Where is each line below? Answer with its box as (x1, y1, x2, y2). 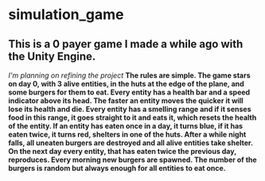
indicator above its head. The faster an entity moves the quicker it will (8, 96, 244, 105)
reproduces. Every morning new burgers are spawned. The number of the (8, 155, 257, 164)
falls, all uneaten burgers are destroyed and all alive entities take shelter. (8, 138, 253, 148)
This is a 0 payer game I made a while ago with (8, 37, 244, 51)
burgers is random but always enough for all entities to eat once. (8, 164, 227, 172)
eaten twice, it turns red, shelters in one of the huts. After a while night (8, 129, 247, 139)
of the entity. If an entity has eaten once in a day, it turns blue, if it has (8, 121, 244, 130)
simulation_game (8, 6, 125, 24)
